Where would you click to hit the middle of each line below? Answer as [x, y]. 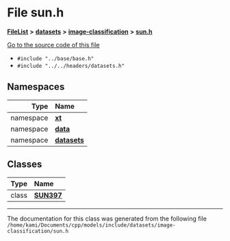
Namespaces [36, 87]
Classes [25, 165]
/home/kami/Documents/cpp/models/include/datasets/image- [91, 225]
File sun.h [36, 13]
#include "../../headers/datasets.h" [71, 66]
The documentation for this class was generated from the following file [107, 218]
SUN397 [48, 195]
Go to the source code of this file [53, 45]
